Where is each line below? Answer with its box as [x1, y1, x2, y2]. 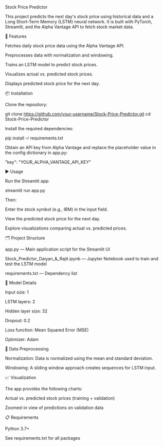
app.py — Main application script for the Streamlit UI [5, 246, 110, 252]
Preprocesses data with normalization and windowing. [5, 52, 114, 58]
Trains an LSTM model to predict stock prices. [5, 62, 98, 67]
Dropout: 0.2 [5, 318, 31, 323]
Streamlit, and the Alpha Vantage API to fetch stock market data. [5, 24, 134, 30]
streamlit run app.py [5, 188, 45, 193]
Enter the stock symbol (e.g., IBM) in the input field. [5, 207, 108, 212]
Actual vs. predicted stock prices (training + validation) [5, 395, 115, 401]
